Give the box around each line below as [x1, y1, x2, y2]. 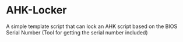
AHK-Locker [6, 3, 67, 17]
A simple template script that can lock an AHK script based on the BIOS [6, 23, 178, 30]
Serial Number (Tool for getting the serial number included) [6, 29, 148, 36]
